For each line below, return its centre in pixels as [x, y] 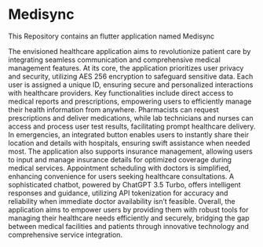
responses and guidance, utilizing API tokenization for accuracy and [118, 193]
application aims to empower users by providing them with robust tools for [128, 209]
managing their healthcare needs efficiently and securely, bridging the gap [129, 218]
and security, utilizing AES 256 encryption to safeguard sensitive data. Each [131, 76]
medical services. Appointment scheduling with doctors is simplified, [119, 168]
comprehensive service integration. [66, 234]
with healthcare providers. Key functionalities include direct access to [121, 93]
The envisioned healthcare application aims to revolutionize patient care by [130, 51]
